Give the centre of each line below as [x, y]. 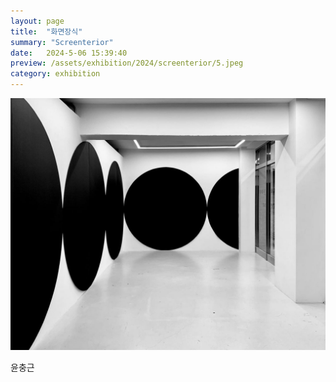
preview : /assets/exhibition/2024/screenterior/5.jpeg [127, 63]
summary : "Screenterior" [62, 42]
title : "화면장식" [46, 31]
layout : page [37, 21]
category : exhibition [55, 74]
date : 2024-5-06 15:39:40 [69, 53]
